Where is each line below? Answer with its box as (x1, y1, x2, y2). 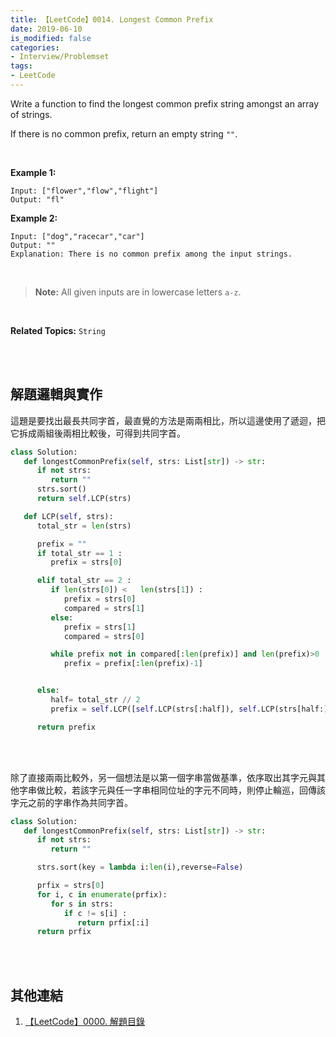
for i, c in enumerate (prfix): (36, 889, 168, 900)
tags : (10, 61, 33, 71)
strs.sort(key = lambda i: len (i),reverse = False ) (36, 862, 244, 873)
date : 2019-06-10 (10, 24, 83, 34)
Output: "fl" (10, 194, 65, 205)
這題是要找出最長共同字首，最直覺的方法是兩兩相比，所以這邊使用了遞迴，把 (10, 414, 326, 426)
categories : (10, 42, 60, 53)
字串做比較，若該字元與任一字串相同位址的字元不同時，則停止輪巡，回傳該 (18, 784, 326, 796)
